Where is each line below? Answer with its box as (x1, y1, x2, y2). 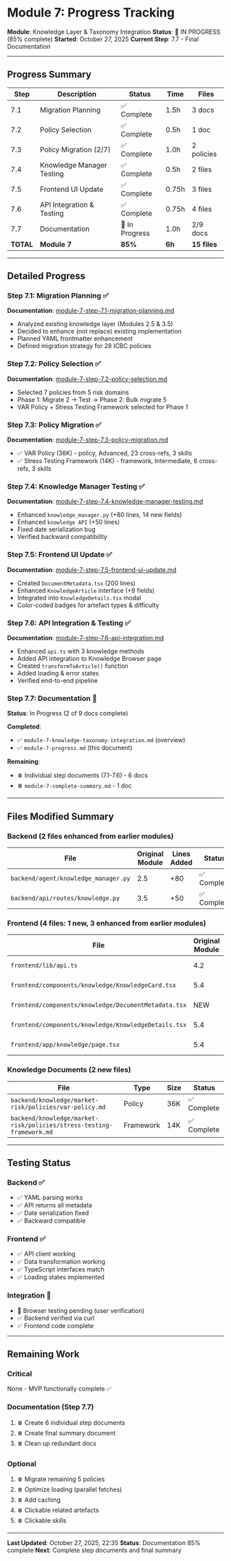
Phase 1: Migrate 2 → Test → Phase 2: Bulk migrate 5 (16, 395, 167, 404)
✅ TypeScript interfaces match (16, 1265, 105, 1274)
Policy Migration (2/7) (40, 145, 111, 154)
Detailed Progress (7, 270, 86, 282)
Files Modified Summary (7, 810, 115, 822)
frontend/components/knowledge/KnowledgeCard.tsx (10, 981, 177, 990)
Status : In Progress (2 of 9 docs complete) (7, 709, 129, 717)
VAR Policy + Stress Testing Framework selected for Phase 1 (16, 402, 188, 411)
